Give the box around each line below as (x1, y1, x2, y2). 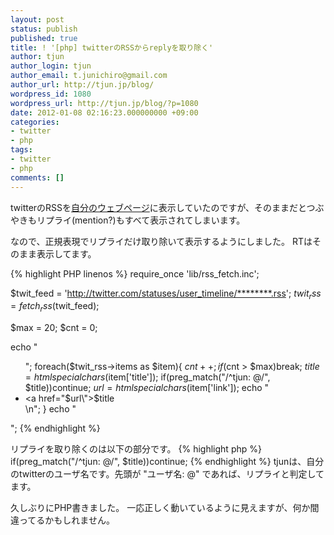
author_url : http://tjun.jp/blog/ (10, 80, 155, 90)
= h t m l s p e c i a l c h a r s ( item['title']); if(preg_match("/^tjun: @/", (24, 371, 271, 383)
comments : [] (10, 172, 65, 183)
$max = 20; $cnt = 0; (10, 322, 98, 334)
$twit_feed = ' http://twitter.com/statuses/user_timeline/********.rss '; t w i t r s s (10, 287, 322, 301)
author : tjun (10, 52, 65, 62)
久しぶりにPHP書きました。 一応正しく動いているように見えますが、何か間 (10, 502, 320, 514)
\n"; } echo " (24, 403, 77, 415)
